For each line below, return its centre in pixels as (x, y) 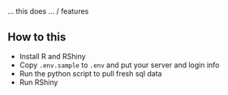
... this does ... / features (48, 11)
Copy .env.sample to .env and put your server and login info (119, 65)
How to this (37, 37)
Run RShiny (39, 82)
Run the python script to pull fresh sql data (90, 74)
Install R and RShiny (52, 57)
